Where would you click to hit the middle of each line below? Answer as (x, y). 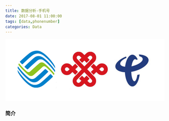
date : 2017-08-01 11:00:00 (34, 16)
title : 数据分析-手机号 (28, 11)
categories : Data (24, 27)
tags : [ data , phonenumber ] (32, 21)
